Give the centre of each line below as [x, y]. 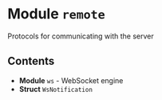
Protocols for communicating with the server [81, 36]
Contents [31, 61]
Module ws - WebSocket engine [71, 80]
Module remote [56, 14]
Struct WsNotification [56, 89]
